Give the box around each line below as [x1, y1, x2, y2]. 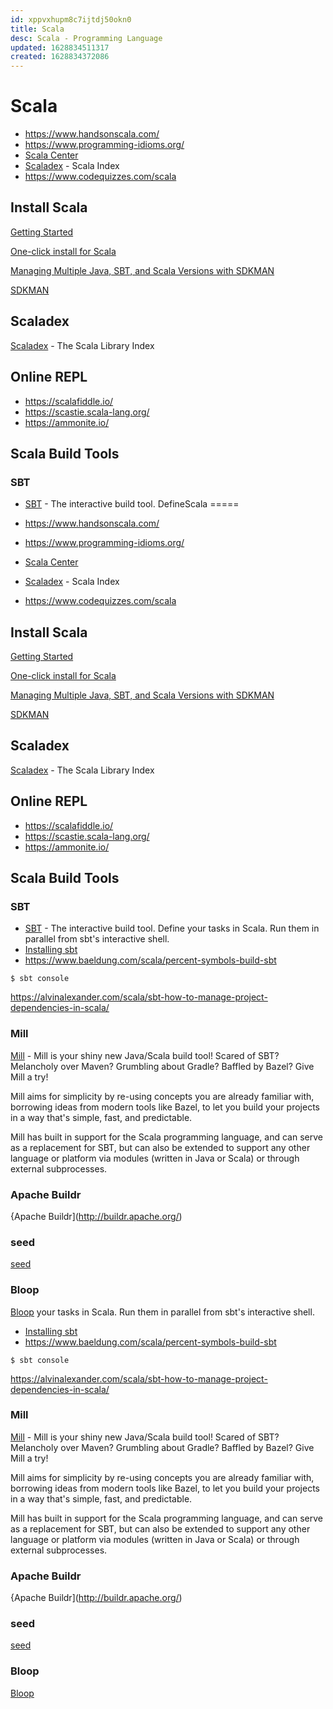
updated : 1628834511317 [10, 42, 110, 53]
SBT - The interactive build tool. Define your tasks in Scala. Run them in [24, 922, 320, 935]
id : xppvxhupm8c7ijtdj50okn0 [10, 14, 132, 25]
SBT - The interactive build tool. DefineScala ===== [24, 498, 240, 510]
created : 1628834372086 [10, 52, 110, 62]
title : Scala [10, 24, 65, 34]
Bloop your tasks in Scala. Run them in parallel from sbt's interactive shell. [10, 1306, 315, 1318]
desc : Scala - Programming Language [10, 33, 163, 43]
